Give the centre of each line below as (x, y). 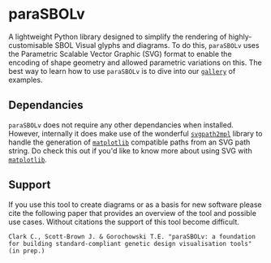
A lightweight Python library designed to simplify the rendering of (118, 37)
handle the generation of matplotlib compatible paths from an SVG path (129, 142)
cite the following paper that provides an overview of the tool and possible (133, 213)
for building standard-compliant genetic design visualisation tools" (130, 244)
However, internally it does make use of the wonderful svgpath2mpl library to (135, 133)
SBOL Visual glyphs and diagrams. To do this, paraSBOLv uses (157, 45)
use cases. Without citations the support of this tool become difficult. (124, 222)
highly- (240, 37)
